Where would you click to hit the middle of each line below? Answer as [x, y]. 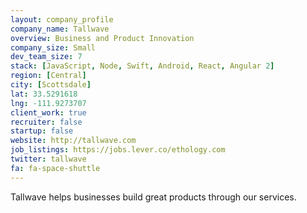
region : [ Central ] [48, 76]
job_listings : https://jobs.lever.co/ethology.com [118, 150]
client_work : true [48, 112]
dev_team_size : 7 [46, 57]
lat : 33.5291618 [44, 94]
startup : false [42, 131]
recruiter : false [46, 122]
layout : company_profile [62, 19]
